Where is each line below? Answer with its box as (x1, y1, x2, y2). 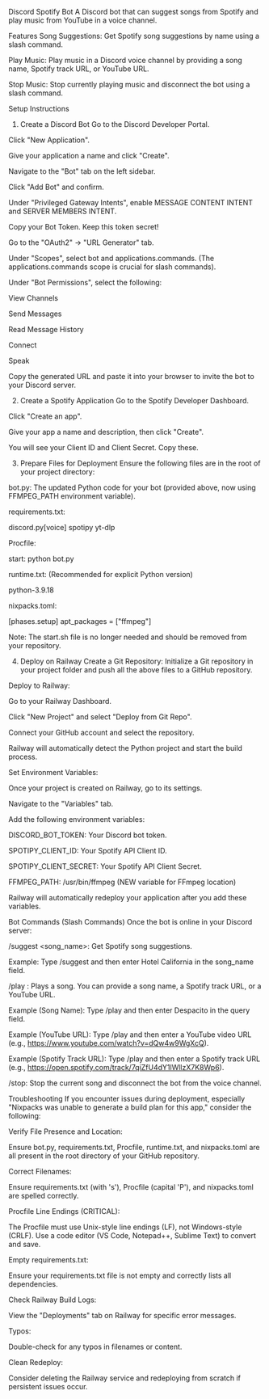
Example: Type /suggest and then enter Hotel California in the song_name (8, 957, 254, 967)
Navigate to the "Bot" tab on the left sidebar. (8, 166, 156, 176)
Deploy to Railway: (8, 681, 70, 690)
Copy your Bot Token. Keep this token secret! (8, 222, 159, 231)
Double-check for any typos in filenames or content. (8, 1342, 183, 1351)
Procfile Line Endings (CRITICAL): (8, 1207, 120, 1216)
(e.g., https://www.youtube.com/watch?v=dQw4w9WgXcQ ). (8, 1039, 209, 1047)
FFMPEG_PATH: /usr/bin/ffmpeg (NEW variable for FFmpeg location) (8, 877, 237, 887)
